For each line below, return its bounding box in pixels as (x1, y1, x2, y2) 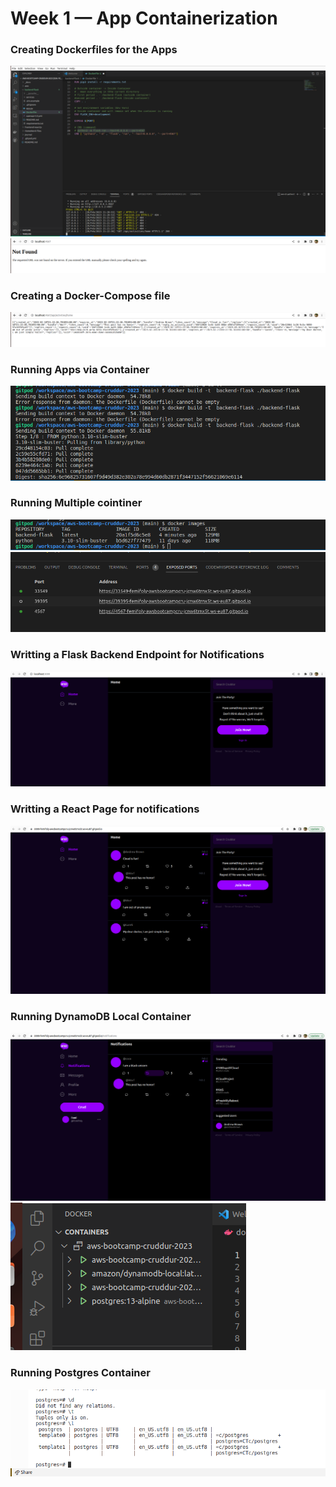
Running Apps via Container (10, 362, 150, 376)
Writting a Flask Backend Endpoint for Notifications (10, 647, 265, 661)
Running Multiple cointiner (10, 496, 143, 510)
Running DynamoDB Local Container (10, 1009, 192, 1023)
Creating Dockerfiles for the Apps (10, 43, 178, 57)
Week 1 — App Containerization (10, 7, 278, 30)
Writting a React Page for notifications (10, 802, 200, 816)
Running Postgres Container (10, 1366, 151, 1380)
